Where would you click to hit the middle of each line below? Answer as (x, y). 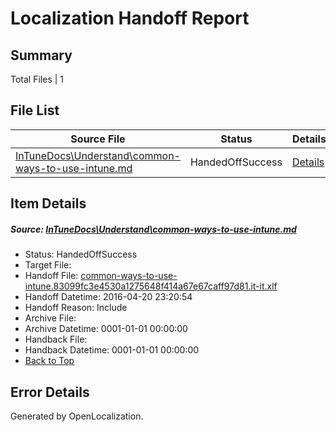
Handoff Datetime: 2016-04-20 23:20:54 (108, 297)
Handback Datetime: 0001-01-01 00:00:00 (112, 350)
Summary (41, 55)
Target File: (48, 265)
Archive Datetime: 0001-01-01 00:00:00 (106, 329)
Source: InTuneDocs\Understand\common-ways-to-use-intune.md (153, 229)
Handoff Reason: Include (76, 308)
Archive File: (50, 318)
